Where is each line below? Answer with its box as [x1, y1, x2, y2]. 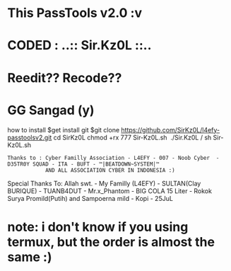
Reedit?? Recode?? [7, 69, 122, 86]
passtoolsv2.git [7, 133, 52, 142]
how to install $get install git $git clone [7, 125, 120, 134]
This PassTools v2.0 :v [7, 5, 143, 21]
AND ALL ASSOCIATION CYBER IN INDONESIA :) [45, 166, 175, 174]
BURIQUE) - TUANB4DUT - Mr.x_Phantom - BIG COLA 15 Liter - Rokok [7, 186, 212, 195]
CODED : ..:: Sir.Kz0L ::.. [7, 38, 152, 54]
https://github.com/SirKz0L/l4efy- [121, 125, 220, 134]
